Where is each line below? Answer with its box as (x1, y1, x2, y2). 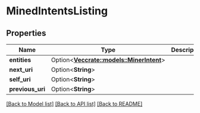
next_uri (9, 66, 33, 74)
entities (9, 56, 32, 64)
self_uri (9, 75, 31, 83)
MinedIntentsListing (6, 4, 108, 18)
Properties (6, 28, 46, 38)
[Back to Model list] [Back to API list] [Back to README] (6, 100, 143, 107)
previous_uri (9, 85, 46, 93)
